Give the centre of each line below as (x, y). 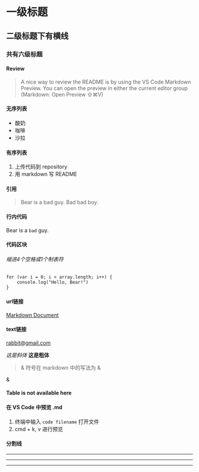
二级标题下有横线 (37, 36)
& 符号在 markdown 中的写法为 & (61, 367)
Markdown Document (33, 315)
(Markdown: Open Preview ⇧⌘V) (62, 94)
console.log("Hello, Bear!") (53, 282)
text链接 (16, 329)
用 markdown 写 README (46, 174)
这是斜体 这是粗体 (28, 355)
